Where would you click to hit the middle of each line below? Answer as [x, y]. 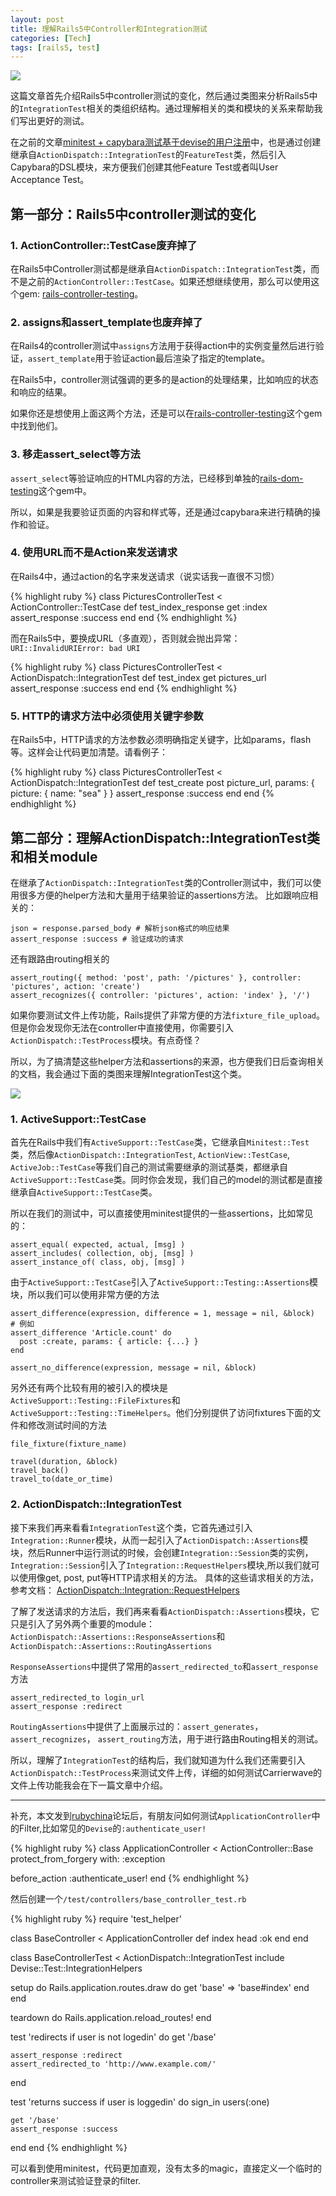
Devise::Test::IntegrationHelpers [76, 1968]
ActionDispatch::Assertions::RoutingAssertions [111, 1646]
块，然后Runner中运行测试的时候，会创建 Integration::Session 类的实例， [162, 1552]
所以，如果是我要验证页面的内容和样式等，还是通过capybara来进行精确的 [161, 512]
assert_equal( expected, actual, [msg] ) [98, 1245]
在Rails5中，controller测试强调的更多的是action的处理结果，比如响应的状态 [164, 380]
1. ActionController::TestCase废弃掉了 [104, 245]
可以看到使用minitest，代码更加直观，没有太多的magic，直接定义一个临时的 [166, 2168]
